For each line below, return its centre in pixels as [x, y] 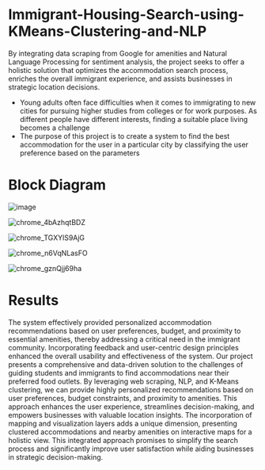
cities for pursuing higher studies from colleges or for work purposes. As [138, 111]
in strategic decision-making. [56, 457]
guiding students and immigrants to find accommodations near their [119, 373]
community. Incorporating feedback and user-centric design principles [123, 347]
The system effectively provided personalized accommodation [110, 322]
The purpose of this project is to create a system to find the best [125, 136]
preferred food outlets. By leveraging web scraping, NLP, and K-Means [123, 381]
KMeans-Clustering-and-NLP [108, 31]
